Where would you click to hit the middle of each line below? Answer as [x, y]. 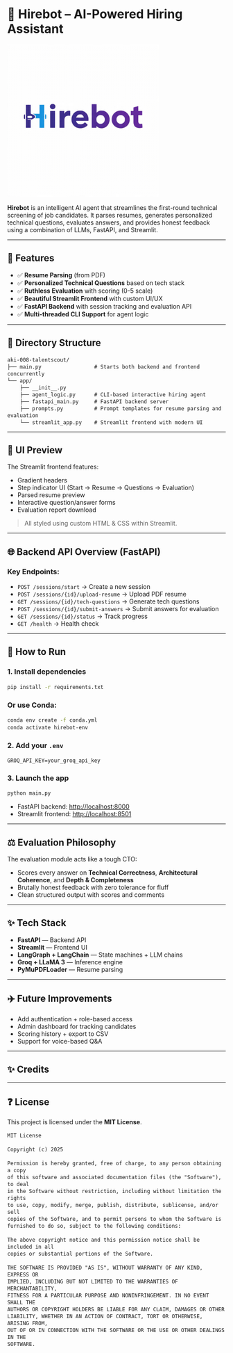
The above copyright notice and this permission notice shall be [103, 1240]
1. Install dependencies [47, 672]
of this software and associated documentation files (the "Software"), [114, 1178]
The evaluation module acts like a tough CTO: [72, 859]
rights [17, 1199]
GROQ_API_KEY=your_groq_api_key [54, 761]
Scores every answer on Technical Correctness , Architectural [107, 873]
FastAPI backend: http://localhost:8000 [73, 807]
